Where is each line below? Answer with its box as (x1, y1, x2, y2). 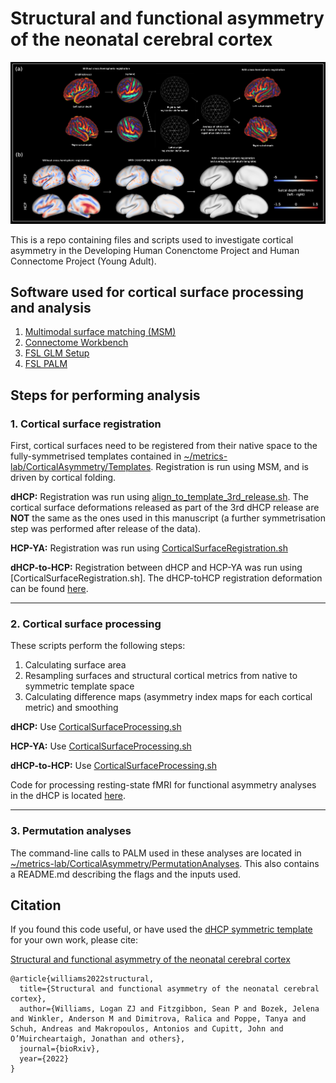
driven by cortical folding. (10, 472, 117, 484)
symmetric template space (24, 680, 135, 692)
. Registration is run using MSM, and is (150, 461, 309, 473)
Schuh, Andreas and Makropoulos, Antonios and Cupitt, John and (10, 1024, 284, 1034)
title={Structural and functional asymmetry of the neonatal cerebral (19, 984, 320, 994)
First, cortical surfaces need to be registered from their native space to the (10, 440, 318, 452)
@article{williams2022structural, (10, 974, 155, 984)
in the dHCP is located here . (10, 790, 126, 802)
